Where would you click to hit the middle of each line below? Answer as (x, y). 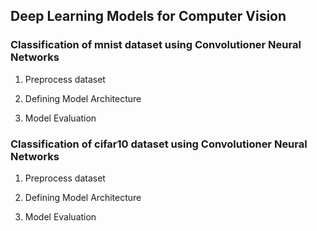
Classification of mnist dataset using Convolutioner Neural (156, 45)
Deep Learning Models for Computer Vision (148, 16)
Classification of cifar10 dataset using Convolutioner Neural (159, 144)
